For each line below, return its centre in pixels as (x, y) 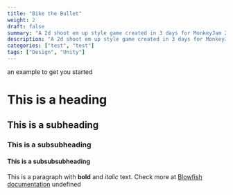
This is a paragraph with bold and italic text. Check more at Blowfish (105, 176)
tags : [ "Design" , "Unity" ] (46, 53)
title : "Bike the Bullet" (44, 13)
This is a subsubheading (49, 145)
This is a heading (57, 100)
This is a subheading (53, 125)
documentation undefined (44, 184)
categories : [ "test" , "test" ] (51, 46)
